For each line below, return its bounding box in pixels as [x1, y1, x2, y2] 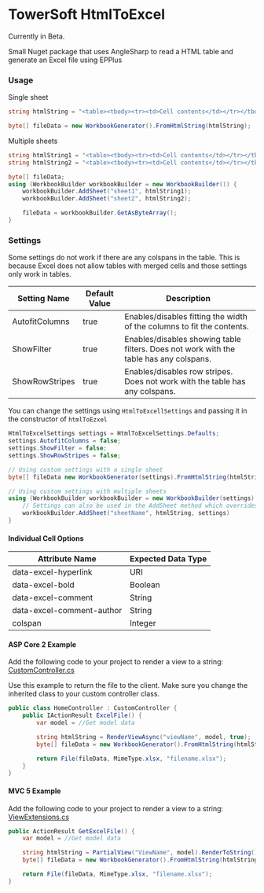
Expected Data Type [129, 553, 207, 564]
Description [166, 293, 211, 304]
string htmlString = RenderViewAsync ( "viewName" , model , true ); [36, 733, 251, 740]
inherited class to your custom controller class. [8, 689, 159, 699]
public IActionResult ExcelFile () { [22, 711, 143, 720]
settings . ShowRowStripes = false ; [8, 451, 122, 459]
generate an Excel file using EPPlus [8, 55, 123, 64]
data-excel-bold [12, 579, 75, 590]
